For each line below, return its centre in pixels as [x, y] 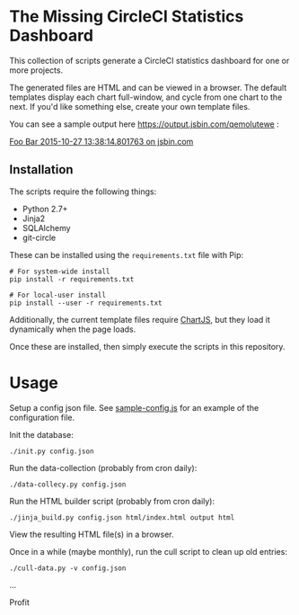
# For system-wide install [60, 272]
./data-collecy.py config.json [68, 484]
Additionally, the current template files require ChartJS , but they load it [140, 319]
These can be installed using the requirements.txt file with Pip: [127, 254]
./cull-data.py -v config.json [68, 568]
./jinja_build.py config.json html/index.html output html [122, 517]
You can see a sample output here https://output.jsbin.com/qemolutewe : [145, 124]
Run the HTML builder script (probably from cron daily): [112, 501]
